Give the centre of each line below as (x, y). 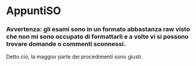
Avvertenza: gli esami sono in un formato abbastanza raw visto (98, 29)
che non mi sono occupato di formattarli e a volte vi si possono (97, 37)
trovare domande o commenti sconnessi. (66, 44)
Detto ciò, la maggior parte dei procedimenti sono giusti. (74, 57)
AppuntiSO (34, 11)
